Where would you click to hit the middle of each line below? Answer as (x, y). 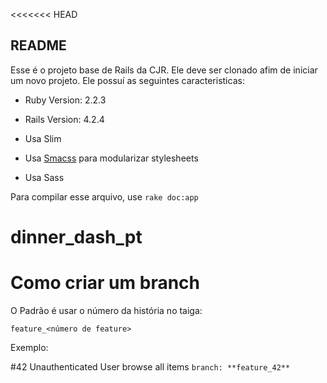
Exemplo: (29, 347)
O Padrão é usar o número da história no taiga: (106, 310)
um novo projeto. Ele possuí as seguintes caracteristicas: (127, 80)
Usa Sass (44, 177)
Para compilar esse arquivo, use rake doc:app (104, 196)
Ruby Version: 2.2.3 (65, 100)
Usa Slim (43, 138)
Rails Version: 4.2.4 (64, 119)
